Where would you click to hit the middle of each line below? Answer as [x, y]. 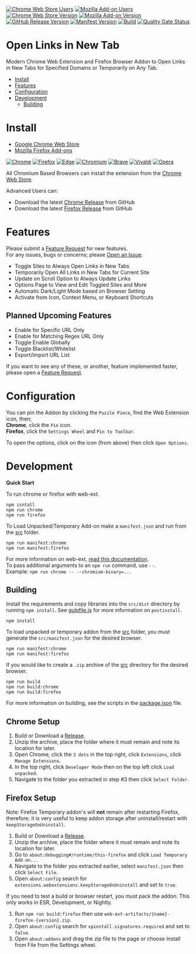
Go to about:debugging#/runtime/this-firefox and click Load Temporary [101, 854]
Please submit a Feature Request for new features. [67, 248]
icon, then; [19, 419]
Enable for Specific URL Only [49, 330]
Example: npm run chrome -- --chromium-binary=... [69, 571]
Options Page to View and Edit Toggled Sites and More [80, 284]
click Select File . [36, 872]
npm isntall [20, 505]
